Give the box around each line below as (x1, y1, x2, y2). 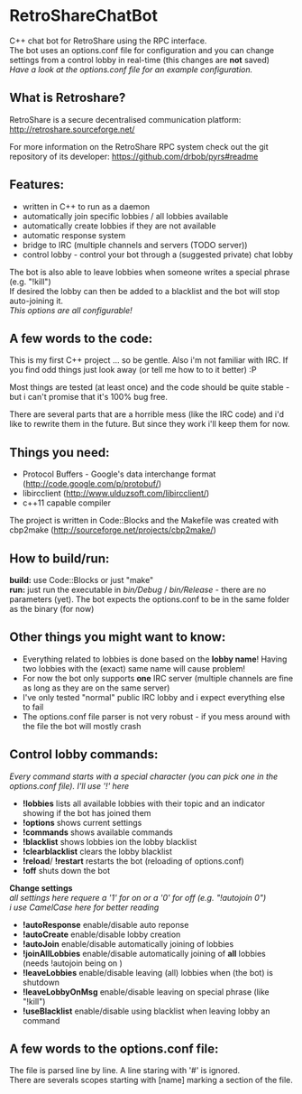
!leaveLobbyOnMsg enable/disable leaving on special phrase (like (22, 986, 270, 997)
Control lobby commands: (9, 746, 159, 763)
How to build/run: (9, 551, 110, 566)
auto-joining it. (9, 295, 64, 306)
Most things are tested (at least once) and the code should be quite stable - (9, 382, 290, 393)
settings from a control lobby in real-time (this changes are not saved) (9, 54, 270, 65)
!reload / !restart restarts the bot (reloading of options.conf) (22, 855, 245, 867)
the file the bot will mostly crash (22, 720, 142, 731)
